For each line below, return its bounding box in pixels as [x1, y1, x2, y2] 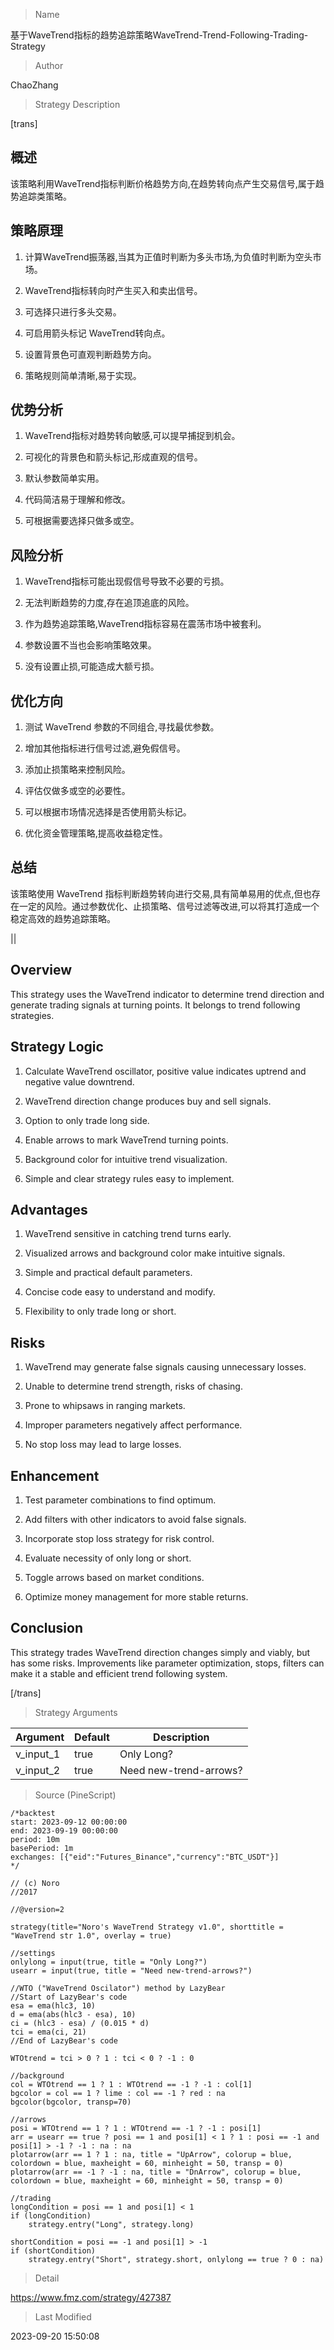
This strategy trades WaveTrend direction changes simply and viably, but [10, 1646, 311, 1658]
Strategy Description [34, 99, 121, 110]
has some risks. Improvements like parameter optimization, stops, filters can [10, 1657, 325, 1669]
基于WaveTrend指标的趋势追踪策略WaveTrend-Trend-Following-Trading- [10, 29, 309, 41]
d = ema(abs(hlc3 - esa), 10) [10, 2009, 137, 2019]
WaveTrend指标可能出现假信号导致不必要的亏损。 [24, 575, 230, 588]
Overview [10, 962, 73, 979]
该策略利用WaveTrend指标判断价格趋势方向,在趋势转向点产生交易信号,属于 [10, 177, 316, 189]
